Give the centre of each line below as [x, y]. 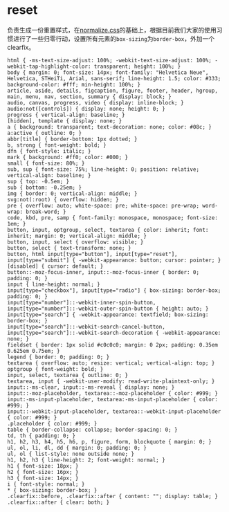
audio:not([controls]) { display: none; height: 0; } [86, 109]
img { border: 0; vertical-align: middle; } [72, 193]
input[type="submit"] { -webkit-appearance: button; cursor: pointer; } [114, 260]
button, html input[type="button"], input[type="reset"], [92, 254]
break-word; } [46, 212]
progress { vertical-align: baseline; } [66, 115]
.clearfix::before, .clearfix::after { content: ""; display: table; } [112, 496]
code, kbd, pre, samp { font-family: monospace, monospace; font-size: [112, 218]
